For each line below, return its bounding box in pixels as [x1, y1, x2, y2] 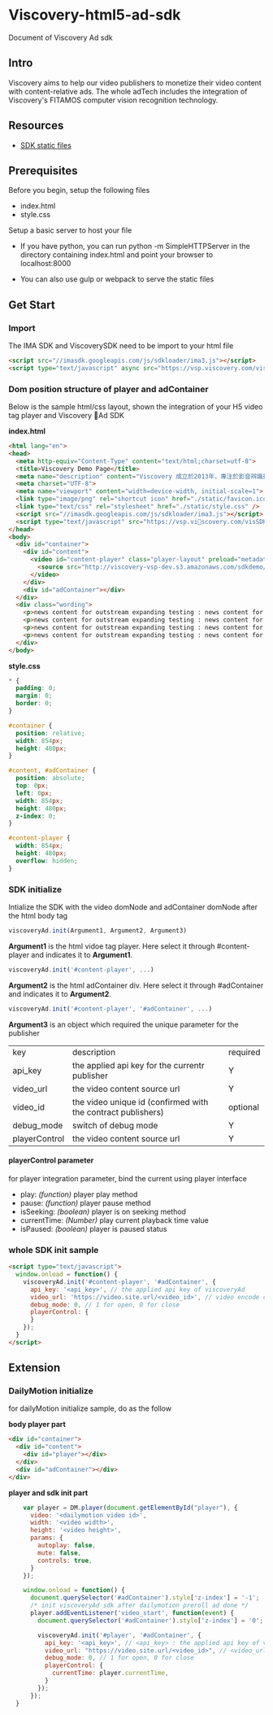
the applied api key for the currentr [71, 1059, 205, 1071]
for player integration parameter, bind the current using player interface [8, 1173, 248, 1183]
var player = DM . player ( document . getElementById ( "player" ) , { [23, 1503, 238, 1512]
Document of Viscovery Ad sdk [8, 33, 113, 42]
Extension [8, 1361, 61, 1375]
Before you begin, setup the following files [8, 185, 150, 195]
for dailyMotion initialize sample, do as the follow [8, 1403, 172, 1413]
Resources [8, 119, 64, 133]
